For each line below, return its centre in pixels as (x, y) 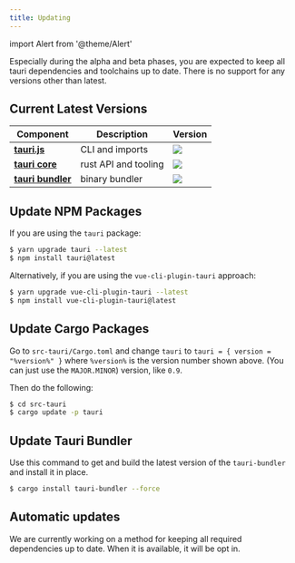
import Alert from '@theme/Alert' (71, 44)
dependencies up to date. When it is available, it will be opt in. (125, 548)
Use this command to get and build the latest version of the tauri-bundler (147, 462)
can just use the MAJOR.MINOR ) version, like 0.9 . (96, 370)
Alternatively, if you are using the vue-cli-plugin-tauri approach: (133, 276)
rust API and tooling (123, 164)
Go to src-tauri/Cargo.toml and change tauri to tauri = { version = (140, 351)
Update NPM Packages (76, 211)
